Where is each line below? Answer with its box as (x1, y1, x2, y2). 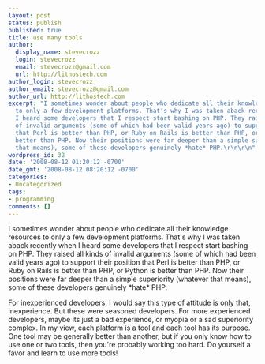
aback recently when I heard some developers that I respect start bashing (8, 241, 248, 250)
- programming (8, 195, 55, 203)
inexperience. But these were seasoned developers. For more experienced (8, 306, 251, 316)
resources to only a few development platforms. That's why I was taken (8, 232, 241, 242)
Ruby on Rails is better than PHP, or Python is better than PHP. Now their (8, 266, 244, 276)
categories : (8, 173, 47, 182)
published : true (8, 26, 62, 34)
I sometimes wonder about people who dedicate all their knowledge (8, 224, 229, 234)
